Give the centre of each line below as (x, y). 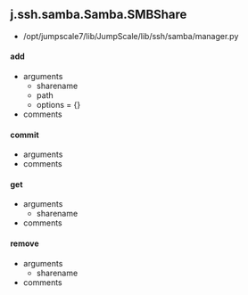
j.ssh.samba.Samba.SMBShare (99, 15)
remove (25, 243)
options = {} (58, 105)
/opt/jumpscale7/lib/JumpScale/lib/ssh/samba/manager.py (131, 36)
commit (25, 135)
